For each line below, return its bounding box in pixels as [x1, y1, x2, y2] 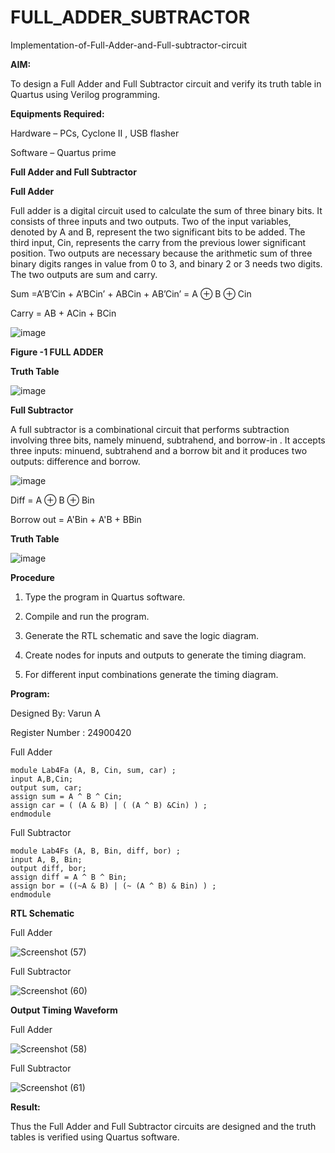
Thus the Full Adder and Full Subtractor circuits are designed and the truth [10, 1120, 317, 1132]
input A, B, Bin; [10, 854, 83, 865]
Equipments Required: [10, 107, 105, 120]
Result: [10, 1101, 41, 1113]
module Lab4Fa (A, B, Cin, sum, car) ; [10, 765, 177, 775]
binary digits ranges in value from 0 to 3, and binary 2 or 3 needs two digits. [10, 257, 323, 270]
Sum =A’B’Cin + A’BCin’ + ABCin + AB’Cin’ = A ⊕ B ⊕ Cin [10, 287, 252, 300]
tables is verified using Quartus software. [10, 1131, 180, 1143]
